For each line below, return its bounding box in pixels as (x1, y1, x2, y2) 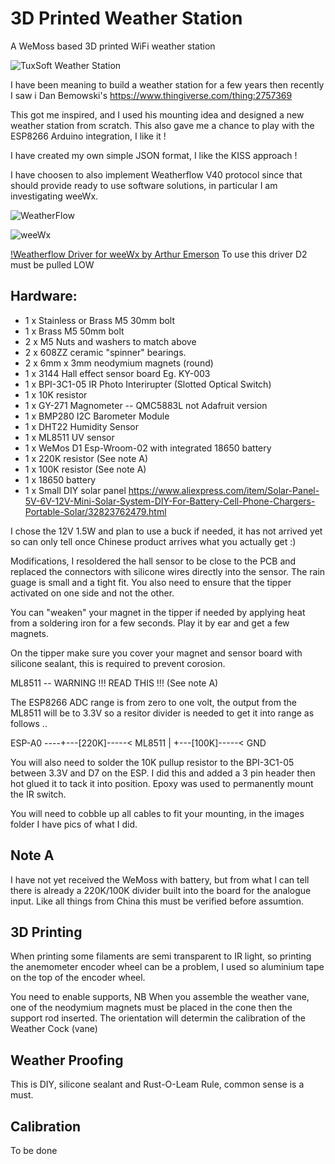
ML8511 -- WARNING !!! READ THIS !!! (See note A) (10, 677, 219, 689)
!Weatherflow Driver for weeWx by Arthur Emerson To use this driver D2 (10, 248, 308, 260)
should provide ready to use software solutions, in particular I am (10, 179, 278, 191)
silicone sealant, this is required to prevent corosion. (10, 657, 226, 669)
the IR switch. (10, 788, 67, 800)
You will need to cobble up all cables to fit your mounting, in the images (10, 807, 305, 819)
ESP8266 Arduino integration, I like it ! (10, 130, 167, 142)
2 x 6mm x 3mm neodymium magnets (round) (24, 357, 214, 369)
